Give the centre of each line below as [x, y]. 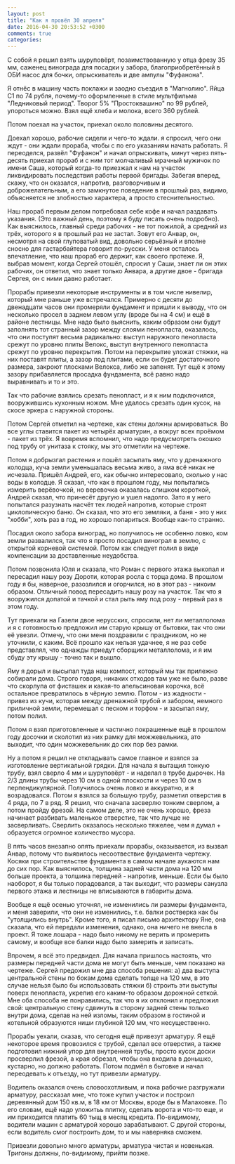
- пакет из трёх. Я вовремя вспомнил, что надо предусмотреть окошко [114, 439]
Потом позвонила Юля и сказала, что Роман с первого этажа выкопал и [116, 569]
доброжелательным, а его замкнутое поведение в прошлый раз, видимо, [118, 190]
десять [18, 161]
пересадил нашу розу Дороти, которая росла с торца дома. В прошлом [115, 577]
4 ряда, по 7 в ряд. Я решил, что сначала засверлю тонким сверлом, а [113, 803]
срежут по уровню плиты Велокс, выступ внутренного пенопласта [108, 344]
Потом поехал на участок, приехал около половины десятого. [101, 124]
